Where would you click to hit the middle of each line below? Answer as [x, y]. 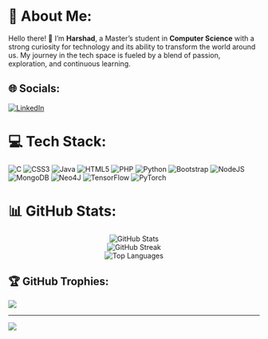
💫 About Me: [50, 16]
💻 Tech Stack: [57, 141]
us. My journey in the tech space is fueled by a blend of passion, [114, 55]
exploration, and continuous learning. [70, 64]
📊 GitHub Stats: [63, 211]
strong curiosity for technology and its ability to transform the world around [132, 46]
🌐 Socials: [34, 89]
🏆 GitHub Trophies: [59, 282]
